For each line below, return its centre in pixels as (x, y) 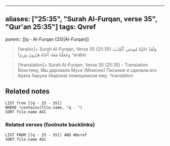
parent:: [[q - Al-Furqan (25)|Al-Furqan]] (47, 39)
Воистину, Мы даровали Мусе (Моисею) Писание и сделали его (87, 70)
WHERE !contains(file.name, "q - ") (44, 107)
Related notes (27, 91)
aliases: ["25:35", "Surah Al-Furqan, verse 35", (81, 19)
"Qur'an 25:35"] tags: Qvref (51, 27)
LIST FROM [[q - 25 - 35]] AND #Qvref (46, 135)
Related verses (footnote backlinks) (50, 124)
